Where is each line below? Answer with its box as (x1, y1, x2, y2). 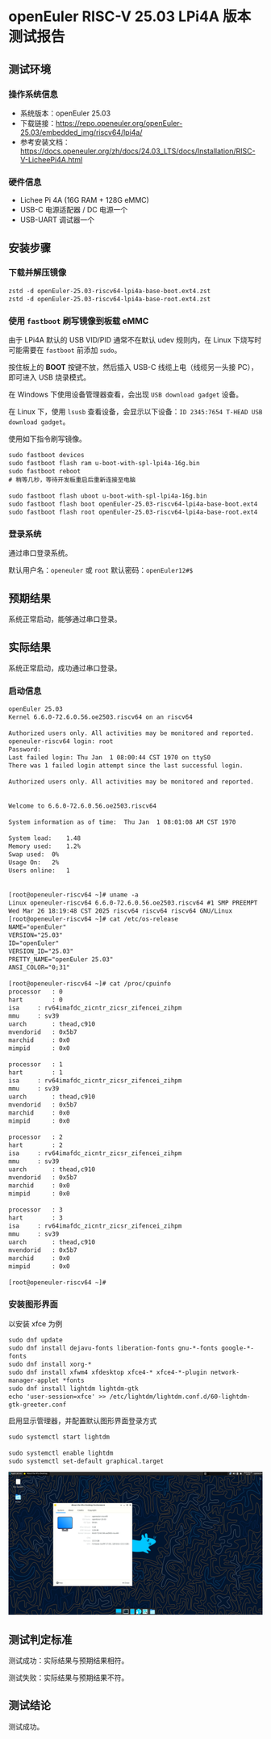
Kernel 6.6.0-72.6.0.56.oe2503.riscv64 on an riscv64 (8, 713, 194, 721)
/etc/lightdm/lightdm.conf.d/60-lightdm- (109, 1392, 251, 1401)
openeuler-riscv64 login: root (8, 737, 114, 746)
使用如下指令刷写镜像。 (8, 434, 86, 444)
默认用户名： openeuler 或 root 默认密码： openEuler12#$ (8, 565, 194, 575)
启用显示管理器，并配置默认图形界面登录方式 (8, 1415, 157, 1426)
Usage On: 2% (8, 859, 60, 867)
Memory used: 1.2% (8, 842, 81, 851)
